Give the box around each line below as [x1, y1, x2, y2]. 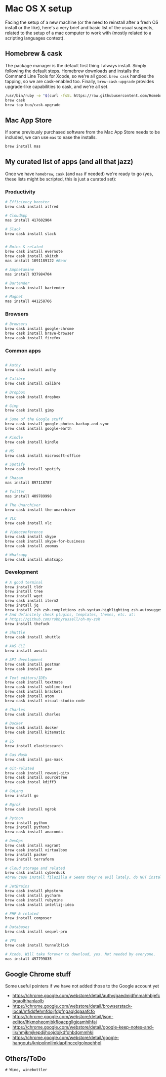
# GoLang [5, 789, 23, 794]
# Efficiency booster [5, 200, 50, 205]
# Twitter [5, 489, 26, 494]
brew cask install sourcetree [5, 775, 68, 780]
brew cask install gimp [5, 408, 54, 413]
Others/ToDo [5, 1054, 46, 1063]
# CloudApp [5, 213, 28, 218]
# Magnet [5, 294, 23, 299]
